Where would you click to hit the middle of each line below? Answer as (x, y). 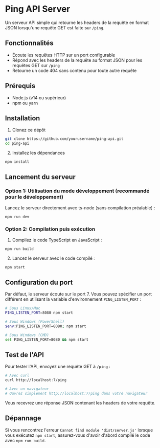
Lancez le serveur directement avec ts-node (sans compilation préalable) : (80, 208)
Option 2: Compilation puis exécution (50, 229)
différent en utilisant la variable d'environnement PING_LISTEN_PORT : (73, 299)
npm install (17, 162)
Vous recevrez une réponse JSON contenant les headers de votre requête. (80, 403)
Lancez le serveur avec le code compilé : (54, 258)
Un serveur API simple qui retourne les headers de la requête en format (77, 22)
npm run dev (17, 217)
